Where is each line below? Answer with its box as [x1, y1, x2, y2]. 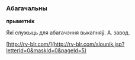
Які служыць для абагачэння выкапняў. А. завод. [6, 29, 130, 36]
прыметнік [6, 18, 35, 25]
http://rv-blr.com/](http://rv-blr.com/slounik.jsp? [8, 40, 125, 48]
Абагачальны [6, 4, 47, 12]
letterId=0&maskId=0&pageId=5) [6, 47, 87, 54]
